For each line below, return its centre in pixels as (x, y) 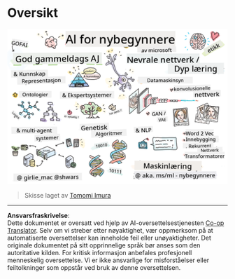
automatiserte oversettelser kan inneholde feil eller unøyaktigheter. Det (109, 238)
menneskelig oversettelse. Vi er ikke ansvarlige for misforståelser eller (108, 260)
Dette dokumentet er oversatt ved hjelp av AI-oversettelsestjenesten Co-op (116, 223)
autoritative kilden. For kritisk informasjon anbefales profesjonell (100, 252)
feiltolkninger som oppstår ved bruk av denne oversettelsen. (94, 267)
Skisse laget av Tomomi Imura (67, 195)
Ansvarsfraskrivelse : (38, 215)
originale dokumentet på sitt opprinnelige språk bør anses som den (104, 245)
